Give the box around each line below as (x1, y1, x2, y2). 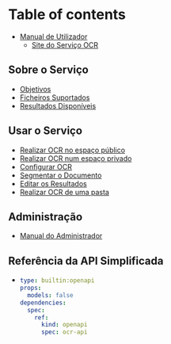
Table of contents (8, 6, 127, 24)
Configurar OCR (19, 162, 73, 171)
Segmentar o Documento (19, 170, 102, 180)
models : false (27, 291, 74, 299)
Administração (8, 210, 83, 224)
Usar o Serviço (8, 124, 83, 138)
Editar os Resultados (19, 178, 87, 188)
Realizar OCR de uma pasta (19, 187, 109, 197)
